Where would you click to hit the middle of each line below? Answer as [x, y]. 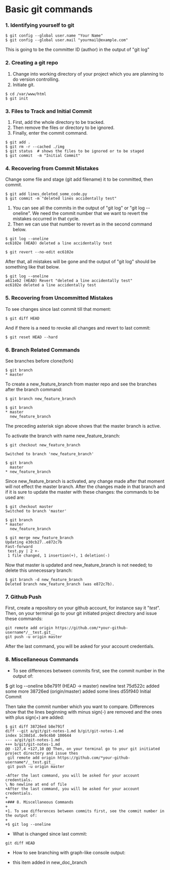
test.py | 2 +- [23, 551]
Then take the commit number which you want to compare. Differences [80, 706]
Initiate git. [24, 84]
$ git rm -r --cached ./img [35, 147]
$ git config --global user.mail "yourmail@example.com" [67, 40]
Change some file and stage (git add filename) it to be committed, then [79, 179]
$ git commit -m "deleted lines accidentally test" [61, 199]
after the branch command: [34, 389]
